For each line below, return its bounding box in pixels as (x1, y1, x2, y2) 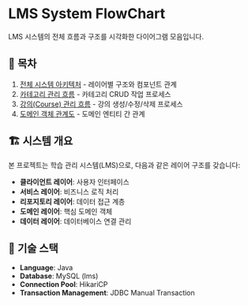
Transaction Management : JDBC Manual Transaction (19, 288, 195, 298)
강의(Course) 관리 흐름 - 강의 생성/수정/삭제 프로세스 (19, 99, 183, 109)
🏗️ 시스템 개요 (8, 135, 73, 148)
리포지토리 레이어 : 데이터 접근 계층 (19, 196, 126, 206)
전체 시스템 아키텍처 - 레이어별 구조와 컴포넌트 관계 (19, 80, 178, 89)
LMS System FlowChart (8, 5, 166, 23)
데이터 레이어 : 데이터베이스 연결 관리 (19, 216, 132, 225)
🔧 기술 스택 (8, 241, 59, 255)
